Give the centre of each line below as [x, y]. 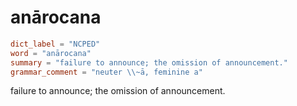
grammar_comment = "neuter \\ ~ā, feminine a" [106, 72]
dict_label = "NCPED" [55, 44]
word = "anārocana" [51, 53]
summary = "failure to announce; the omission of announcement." [149, 62]
